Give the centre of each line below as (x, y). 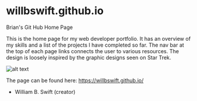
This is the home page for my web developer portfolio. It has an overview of (98, 38)
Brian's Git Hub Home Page (39, 27)
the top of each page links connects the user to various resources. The (93, 51)
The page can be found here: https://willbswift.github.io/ (75, 80)
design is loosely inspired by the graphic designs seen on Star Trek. (89, 57)
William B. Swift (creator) (45, 92)
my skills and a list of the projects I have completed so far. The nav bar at (95, 45)
